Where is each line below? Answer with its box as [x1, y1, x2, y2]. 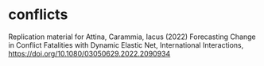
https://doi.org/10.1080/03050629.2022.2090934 [8, 49, 171, 58]
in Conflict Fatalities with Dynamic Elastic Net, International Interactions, [8, 40, 244, 49]
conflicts [8, 6, 68, 24]
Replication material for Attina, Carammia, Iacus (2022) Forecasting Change [8, 32, 256, 41]
